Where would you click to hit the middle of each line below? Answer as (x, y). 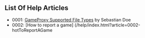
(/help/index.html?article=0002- (107, 25)
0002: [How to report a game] (43, 25)
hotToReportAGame (32, 30)
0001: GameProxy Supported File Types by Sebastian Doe (71, 19)
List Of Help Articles (36, 8)
